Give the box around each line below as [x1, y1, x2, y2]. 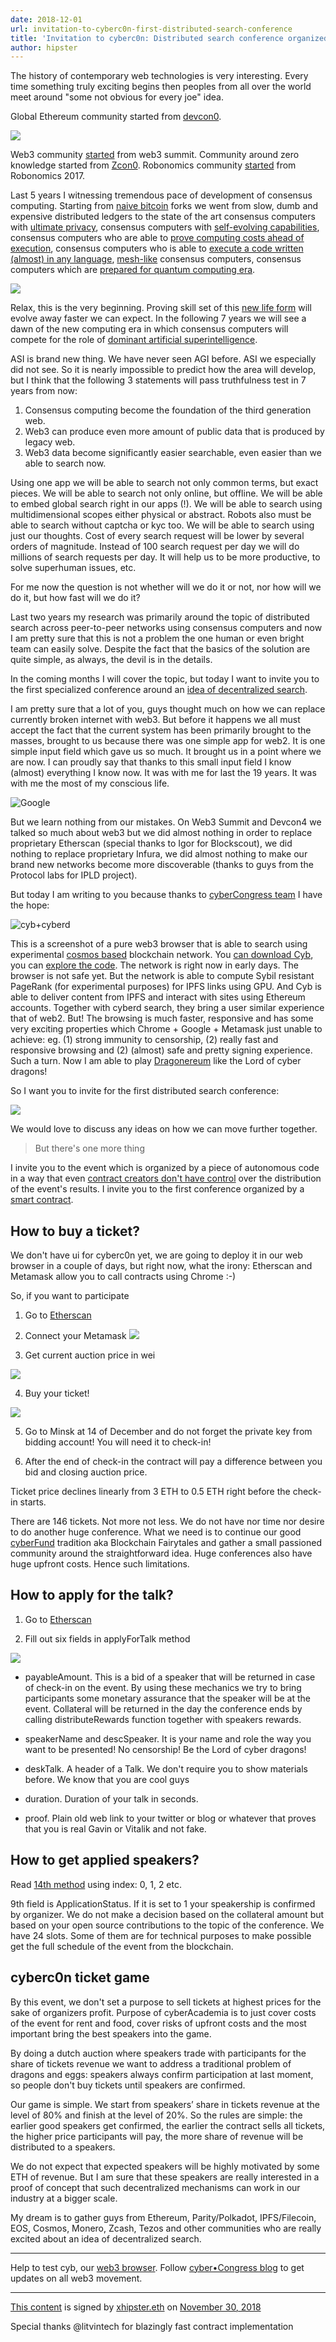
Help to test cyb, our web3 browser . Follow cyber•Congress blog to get [10, 2261, 305, 2273]
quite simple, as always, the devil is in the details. [10, 654, 213, 666]
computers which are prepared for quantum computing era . [10, 264, 256, 276]
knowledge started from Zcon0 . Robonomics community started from [10, 159, 297, 171]
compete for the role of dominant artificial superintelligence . [10, 334, 258, 346]
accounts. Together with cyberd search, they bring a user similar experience [10, 1002, 325, 1014]
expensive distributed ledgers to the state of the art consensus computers [10, 211, 316, 223]
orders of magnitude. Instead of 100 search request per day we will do [10, 541, 300, 553]
